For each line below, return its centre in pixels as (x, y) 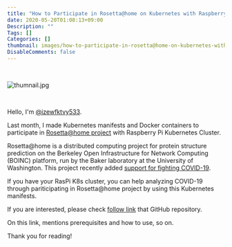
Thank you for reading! (40, 236)
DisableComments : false (41, 52)
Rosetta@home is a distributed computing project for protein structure (107, 146)
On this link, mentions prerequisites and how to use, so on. (90, 222)
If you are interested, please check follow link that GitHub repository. (105, 209)
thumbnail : (23, 46)
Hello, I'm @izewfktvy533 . (45, 112)
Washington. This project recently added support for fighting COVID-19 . (109, 168)
